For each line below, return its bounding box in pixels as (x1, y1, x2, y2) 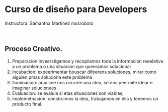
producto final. (12, 101, 43, 107)
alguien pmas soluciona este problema (12, 74, 93, 80)
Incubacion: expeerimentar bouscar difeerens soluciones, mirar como (12, 69, 157, 75)
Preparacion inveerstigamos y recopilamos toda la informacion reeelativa (12, 58, 163, 64)
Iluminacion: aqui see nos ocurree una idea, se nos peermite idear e (12, 79, 153, 85)
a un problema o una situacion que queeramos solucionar (12, 63, 132, 69)
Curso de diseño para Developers (5, 4, 147, 15)
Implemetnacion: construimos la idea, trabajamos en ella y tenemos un (12, 95, 158, 101)
